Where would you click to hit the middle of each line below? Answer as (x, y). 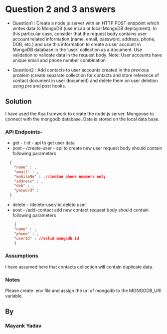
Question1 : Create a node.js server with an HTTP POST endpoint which (86, 23)
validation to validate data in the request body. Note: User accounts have (87, 55)
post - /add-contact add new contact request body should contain (81, 210)
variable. (14, 296)
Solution (18, 102)
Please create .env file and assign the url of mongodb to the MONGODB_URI (83, 290)
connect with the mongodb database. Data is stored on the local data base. (83, 119)
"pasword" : (26, 190)
